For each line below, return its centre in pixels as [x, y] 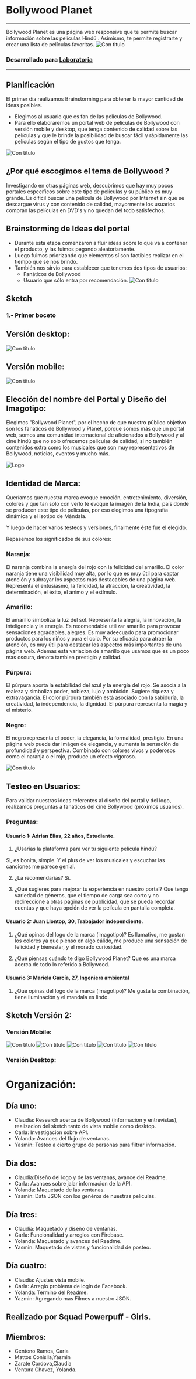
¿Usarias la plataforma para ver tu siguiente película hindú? [86, 849]
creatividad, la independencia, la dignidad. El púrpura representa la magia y [97, 704]
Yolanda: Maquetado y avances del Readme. [68, 1241]
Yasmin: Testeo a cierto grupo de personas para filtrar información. [95, 1145]
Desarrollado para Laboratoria [50, 59]
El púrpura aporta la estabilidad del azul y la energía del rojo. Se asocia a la [96, 685]
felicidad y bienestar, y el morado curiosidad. [69, 946]
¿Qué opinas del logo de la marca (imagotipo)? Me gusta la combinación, [102, 990]
